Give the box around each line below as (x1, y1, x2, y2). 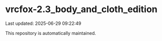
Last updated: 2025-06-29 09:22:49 (5, 20, 82, 26)
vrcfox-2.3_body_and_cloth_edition (5, 4, 158, 15)
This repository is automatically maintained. (5, 30, 96, 36)
